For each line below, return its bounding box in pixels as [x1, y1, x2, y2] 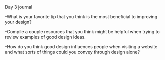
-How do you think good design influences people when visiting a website [5, 44, 158, 49]
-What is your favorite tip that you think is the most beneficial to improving [5, 14, 158, 19]
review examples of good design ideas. [5, 34, 86, 40]
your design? [5, 19, 32, 25]
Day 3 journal [5, 4, 33, 10]
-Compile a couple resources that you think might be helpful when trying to [5, 29, 160, 34]
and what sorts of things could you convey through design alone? [5, 49, 140, 55]
